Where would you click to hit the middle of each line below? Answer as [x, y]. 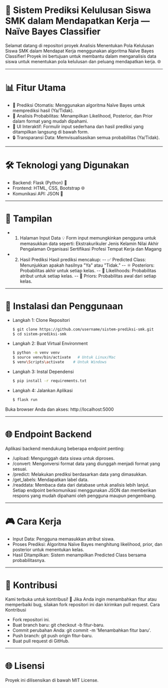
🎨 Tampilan [29, 218]
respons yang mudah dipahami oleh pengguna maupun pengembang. [84, 495]
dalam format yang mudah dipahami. [50, 121]
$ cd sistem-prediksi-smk [39, 334]
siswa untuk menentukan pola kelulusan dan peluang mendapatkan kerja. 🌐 [83, 61]
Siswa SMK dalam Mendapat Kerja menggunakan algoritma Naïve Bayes [79, 51]
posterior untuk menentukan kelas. [48, 549]
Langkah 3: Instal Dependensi [43, 372]
